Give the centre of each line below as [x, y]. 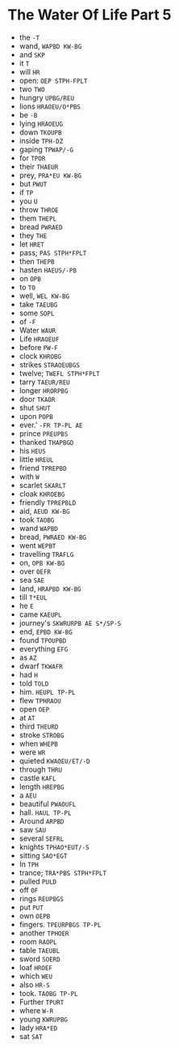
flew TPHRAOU [40, 700]
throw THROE [39, 209]
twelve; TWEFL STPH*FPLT [59, 373]
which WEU [36, 976]
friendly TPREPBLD [48, 502]
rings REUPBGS [41, 898]
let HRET [32, 244]
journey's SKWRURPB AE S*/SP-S [70, 622]
